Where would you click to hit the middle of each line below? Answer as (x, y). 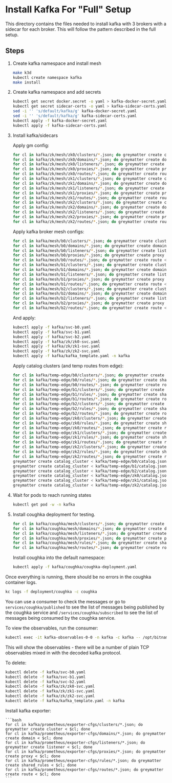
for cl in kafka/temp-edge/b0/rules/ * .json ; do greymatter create (85, 380)
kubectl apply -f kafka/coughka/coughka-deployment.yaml (75, 567)
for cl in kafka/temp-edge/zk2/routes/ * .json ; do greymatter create (87, 457)
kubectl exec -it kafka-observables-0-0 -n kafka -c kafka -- (73, 637)
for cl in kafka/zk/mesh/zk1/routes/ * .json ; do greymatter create (85, 198)
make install (27, 82)
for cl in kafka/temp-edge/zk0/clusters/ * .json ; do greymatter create (90, 418)
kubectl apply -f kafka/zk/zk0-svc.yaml (56, 342)
